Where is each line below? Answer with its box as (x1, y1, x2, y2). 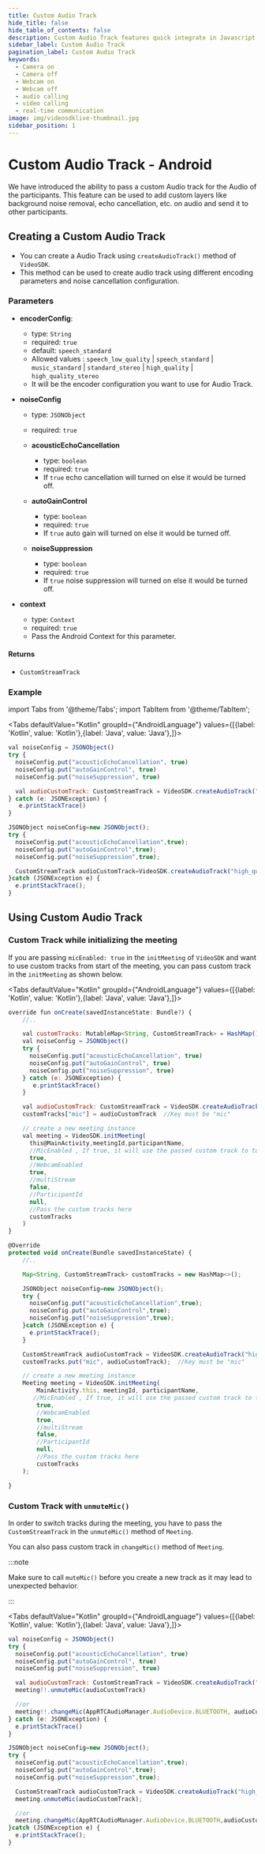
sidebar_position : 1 (8, 122, 77, 129)
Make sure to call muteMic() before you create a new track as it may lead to (8, 1572, 252, 1582)
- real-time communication (15, 107, 104, 115)
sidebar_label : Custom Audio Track (8, 41, 125, 49)
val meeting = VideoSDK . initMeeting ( (22, 1132, 147, 1139)
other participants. (8, 207, 69, 216)
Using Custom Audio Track (8, 911, 144, 925)
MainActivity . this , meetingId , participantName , (36, 1387, 200, 1394)
